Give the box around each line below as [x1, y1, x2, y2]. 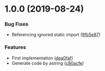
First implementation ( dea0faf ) [11, 55, 73, 61]
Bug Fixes [4, 21, 29, 28]
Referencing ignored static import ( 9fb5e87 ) [11, 32, 101, 37]
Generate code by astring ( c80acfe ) [11, 60, 84, 66]
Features [4, 44, 26, 51]
